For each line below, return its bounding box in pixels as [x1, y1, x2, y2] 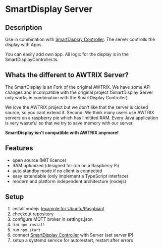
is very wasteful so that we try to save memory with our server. [5, 120, 134, 126]
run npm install [12, 222, 46, 228]
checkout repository [12, 211, 54, 217]
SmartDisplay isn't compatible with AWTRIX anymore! [5, 129, 119, 135]
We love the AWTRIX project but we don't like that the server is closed [5, 104, 149, 110]
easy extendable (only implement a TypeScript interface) [12, 173, 129, 179]
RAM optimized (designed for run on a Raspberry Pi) [12, 162, 120, 168]
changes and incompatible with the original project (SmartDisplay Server [5, 89, 154, 95]
